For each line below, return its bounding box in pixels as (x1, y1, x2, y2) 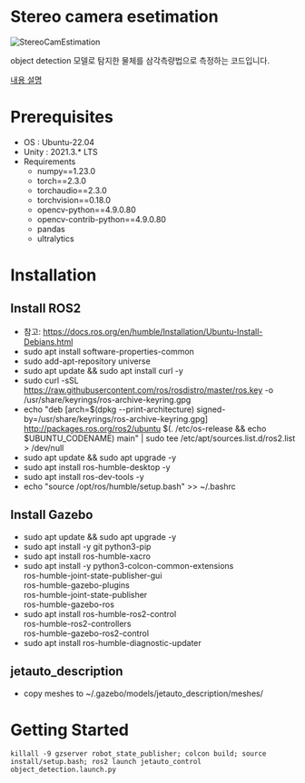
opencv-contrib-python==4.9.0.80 (36, 213, 167, 224)
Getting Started (10, 719, 130, 740)
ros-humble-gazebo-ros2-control (23, 628, 149, 639)
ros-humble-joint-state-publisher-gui (23, 570, 162, 581)
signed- (196, 404, 226, 415)
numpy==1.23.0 (36, 165, 96, 176)
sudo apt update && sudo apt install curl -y (23, 365, 184, 376)
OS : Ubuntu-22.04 (23, 136, 94, 147)
